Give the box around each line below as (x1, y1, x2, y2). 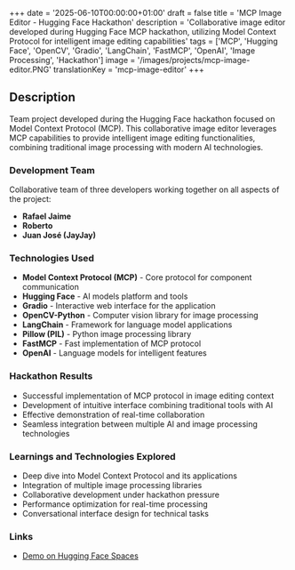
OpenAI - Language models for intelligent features (21, 348, 207, 358)
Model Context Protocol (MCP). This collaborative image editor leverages (9, 123, 277, 133)
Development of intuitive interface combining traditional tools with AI (21, 399, 274, 410)
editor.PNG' (9, 64, 52, 75)
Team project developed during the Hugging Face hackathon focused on (9, 113, 275, 124)
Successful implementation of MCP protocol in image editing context (21, 390, 275, 401)
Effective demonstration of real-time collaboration (21, 409, 205, 420)
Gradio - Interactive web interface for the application (21, 301, 216, 311)
